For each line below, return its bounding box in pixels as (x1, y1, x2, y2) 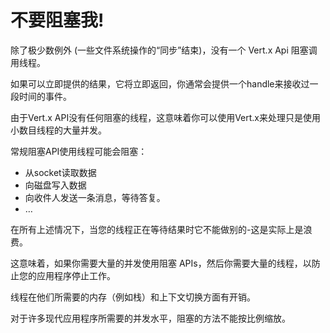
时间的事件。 (18, 90, 72, 102)
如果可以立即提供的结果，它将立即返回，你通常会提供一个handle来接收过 (10, 77, 310, 90)
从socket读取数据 (24, 166, 97, 178)
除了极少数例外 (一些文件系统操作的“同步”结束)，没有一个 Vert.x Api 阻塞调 (10, 44, 318, 56)
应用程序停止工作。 (36, 269, 116, 281)
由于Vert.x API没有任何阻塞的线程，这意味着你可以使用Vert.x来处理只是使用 (10, 111, 322, 123)
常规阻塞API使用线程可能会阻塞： (10, 145, 148, 157)
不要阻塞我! (10, 9, 105, 32)
